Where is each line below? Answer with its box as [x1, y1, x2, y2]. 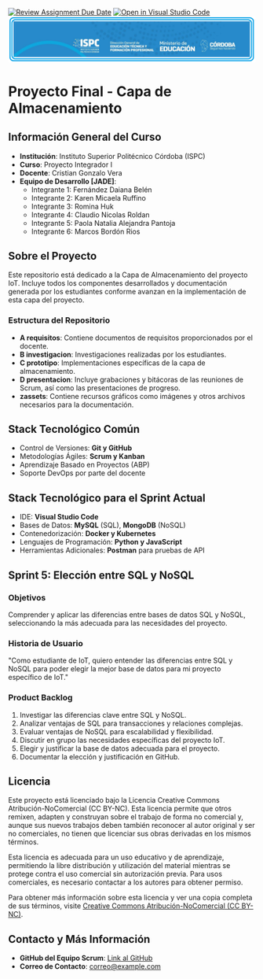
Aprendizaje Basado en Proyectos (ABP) [19, 460, 151, 470]
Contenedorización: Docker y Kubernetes [19, 529, 156, 538]
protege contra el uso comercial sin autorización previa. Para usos [8, 870, 222, 879]
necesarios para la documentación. [19, 400, 134, 409]
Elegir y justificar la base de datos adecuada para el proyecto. [19, 744, 220, 753]
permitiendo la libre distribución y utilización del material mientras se [8, 861, 231, 870]
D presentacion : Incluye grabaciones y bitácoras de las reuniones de [19, 375, 243, 384]
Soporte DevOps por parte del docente [19, 468, 146, 478]
